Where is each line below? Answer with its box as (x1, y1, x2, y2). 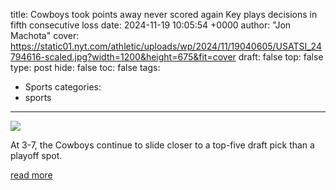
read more (10, 169, 53, 181)
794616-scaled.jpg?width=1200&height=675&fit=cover (10, 51, 237, 63)
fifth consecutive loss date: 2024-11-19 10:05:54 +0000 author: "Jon (10, 19, 292, 31)
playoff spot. (10, 150, 63, 161)
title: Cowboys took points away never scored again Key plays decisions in (10, 9, 318, 20)
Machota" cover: (10, 30, 80, 41)
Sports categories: (24, 81, 102, 93)
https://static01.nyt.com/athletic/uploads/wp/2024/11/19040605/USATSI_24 (10, 40, 322, 52)
